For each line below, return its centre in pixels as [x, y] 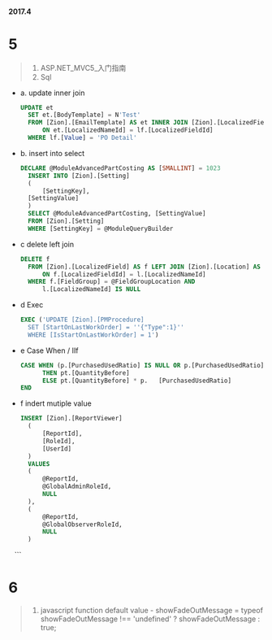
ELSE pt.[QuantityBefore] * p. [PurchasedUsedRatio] [137, 381]
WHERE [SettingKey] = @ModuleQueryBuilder [101, 229]
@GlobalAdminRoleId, [77, 487]
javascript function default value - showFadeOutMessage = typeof [152, 611]
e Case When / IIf [49, 350]
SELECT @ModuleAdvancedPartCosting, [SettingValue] [117, 214]
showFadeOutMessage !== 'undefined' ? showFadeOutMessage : [150, 619]
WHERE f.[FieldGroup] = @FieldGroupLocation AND [112, 282]
